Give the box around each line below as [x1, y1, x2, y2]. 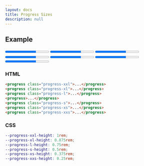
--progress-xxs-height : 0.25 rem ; [5, 156, 75, 161]
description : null [5, 16, 43, 21]
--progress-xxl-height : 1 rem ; [5, 133, 68, 138]
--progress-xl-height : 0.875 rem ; [5, 137, 75, 142]
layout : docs [5, 7, 32, 12]
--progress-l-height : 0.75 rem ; [5, 142, 70, 147]
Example [5, 35, 33, 43]
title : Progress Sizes [5, 12, 52, 17]
